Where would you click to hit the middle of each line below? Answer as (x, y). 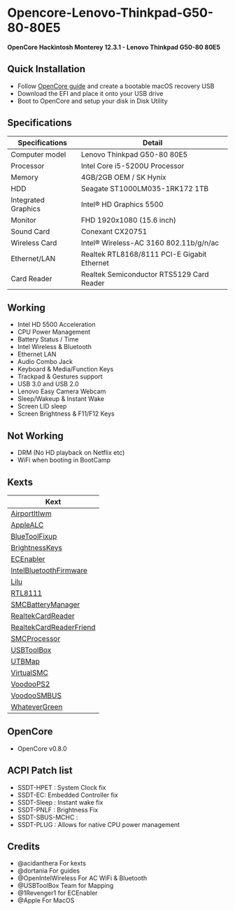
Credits (24, 847)
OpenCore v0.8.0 (42, 748)
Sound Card (30, 231)
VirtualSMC (30, 673)
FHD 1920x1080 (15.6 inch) (129, 220)
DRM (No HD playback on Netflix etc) (71, 453)
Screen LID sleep (42, 407)
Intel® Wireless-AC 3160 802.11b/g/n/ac (150, 243)
